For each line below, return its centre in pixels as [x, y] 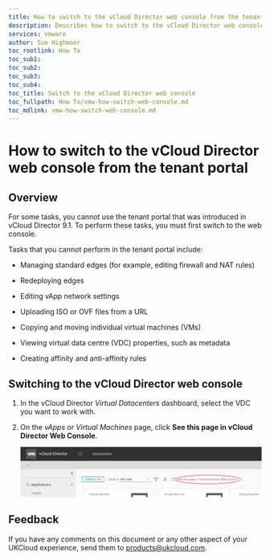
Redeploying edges [52, 280]
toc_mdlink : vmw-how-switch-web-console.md [82, 110]
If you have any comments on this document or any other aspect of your [128, 539]
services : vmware [37, 34]
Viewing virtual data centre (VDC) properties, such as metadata [125, 343]
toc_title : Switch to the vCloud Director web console [102, 93]
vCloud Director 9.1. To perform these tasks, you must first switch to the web [135, 226]
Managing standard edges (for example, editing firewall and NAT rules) [137, 265]
